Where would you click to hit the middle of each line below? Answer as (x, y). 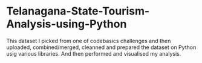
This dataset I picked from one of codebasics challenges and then (89, 41)
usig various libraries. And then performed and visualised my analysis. (94, 53)
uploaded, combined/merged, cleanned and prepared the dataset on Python (101, 47)
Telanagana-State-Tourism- (78, 11)
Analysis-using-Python (67, 24)
